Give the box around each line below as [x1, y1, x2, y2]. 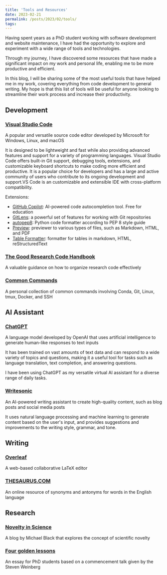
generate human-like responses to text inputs [5, 340, 99, 346]
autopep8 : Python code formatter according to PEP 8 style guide [12, 219, 146, 225]
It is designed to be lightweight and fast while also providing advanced [5, 147, 151, 153]
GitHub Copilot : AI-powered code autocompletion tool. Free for [12, 203, 142, 210]
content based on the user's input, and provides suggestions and [5, 419, 139, 425]
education [12, 209, 33, 215]
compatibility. [5, 184, 33, 190]
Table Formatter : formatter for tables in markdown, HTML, [12, 235, 132, 241]
